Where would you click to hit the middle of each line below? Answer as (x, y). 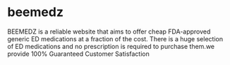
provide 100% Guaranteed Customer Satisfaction (78, 54)
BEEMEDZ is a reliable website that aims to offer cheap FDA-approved (109, 31)
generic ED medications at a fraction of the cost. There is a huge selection (115, 38)
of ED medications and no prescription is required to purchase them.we (111, 46)
